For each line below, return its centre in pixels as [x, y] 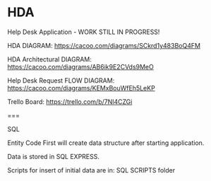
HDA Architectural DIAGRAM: [49, 59]
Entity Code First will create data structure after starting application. [106, 143]
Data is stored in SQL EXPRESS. [54, 156]
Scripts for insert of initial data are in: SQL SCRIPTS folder [91, 170]
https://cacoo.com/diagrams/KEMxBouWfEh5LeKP [81, 88]
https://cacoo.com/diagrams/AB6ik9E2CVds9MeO [80, 66]
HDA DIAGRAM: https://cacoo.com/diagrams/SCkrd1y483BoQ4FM [104, 45]
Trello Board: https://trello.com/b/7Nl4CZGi [70, 101]
